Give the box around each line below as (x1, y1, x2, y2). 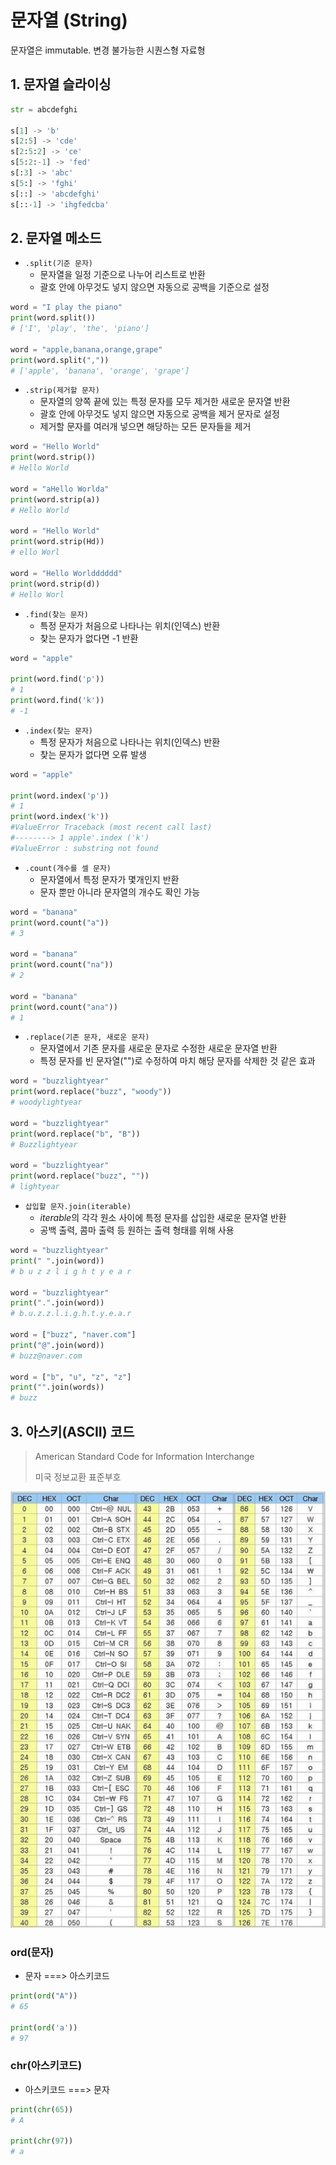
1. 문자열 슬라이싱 (10, 76, 112, 93)
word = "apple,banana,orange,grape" (10, 344, 163, 355)
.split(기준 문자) (24, 259, 93, 269)
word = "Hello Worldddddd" (10, 568, 123, 578)
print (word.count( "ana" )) (10, 1002, 118, 1012)
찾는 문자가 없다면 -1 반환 (39, 632, 139, 644)
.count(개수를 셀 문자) (24, 863, 112, 873)
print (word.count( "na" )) (10, 960, 114, 970)
